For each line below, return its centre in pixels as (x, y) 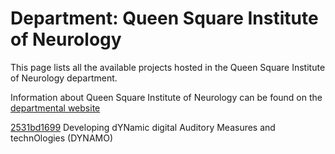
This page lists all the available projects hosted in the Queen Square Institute (168, 67)
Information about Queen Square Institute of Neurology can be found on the (166, 97)
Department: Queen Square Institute (164, 18)
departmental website (55, 108)
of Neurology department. (64, 78)
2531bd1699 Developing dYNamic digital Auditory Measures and (143, 127)
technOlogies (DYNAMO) (62, 138)
